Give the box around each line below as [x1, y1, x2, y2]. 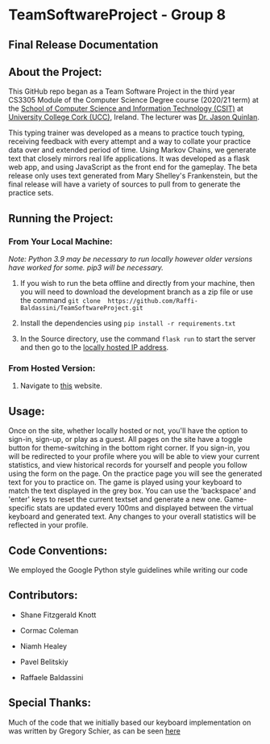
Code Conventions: [8, 544, 108, 557]
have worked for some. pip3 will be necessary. [8, 263, 164, 272]
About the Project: [8, 65, 102, 78]
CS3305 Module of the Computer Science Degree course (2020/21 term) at [8, 95, 260, 105]
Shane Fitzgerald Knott [19, 610, 97, 620]
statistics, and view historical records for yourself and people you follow [8, 460, 247, 470]
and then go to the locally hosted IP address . [19, 343, 169, 352]
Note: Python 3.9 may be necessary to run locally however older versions [8, 254, 253, 264]
